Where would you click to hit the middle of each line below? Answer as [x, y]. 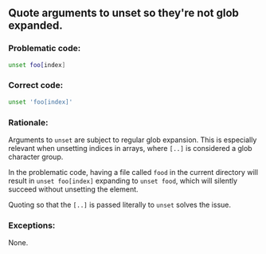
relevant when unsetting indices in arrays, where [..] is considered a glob [130, 149]
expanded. [35, 26]
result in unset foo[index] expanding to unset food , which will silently [123, 181]
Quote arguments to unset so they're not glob [123, 13]
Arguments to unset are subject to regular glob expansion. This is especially [133, 140]
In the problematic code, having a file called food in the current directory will [133, 173]
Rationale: [28, 122]
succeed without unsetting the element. [73, 189]
